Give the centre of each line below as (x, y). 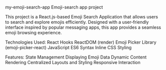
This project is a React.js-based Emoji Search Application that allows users (82, 17)
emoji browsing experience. (34, 33)
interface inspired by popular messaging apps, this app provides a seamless (83, 27)
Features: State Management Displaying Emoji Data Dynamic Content (76, 57)
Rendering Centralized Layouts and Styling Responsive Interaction (73, 62)
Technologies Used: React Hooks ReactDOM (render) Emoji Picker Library (81, 42)
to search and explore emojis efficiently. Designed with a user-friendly (77, 22)
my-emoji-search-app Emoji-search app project (54, 7)
